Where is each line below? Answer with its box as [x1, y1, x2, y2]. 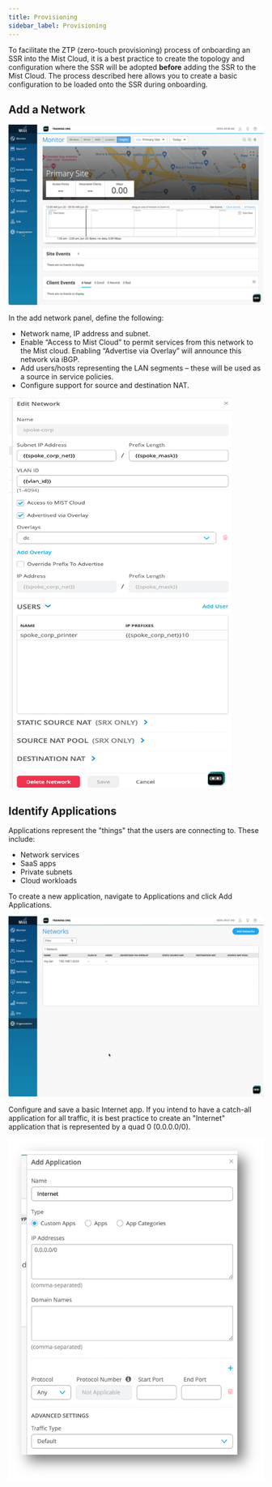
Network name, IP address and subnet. [19, 328, 151, 338]
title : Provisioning [8, 13, 79, 21]
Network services [19, 850, 79, 860]
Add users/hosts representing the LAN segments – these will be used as [19, 363, 261, 373]
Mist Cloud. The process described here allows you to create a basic [8, 71, 238, 80]
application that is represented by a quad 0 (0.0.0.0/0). [8, 1122, 191, 1131]
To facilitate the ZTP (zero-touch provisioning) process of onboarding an [8, 45, 251, 54]
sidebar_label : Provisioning [8, 21, 107, 30]
